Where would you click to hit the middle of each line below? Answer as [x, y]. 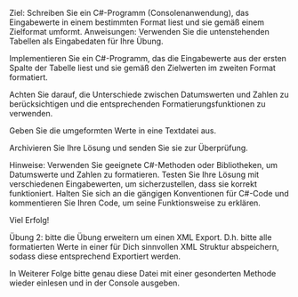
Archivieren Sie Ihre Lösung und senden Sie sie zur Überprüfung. [129, 148]
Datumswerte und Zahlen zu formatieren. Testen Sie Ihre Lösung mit [134, 174]
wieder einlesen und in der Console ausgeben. [95, 283]
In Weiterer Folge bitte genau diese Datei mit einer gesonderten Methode [143, 273]
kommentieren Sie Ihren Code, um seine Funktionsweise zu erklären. [135, 203]
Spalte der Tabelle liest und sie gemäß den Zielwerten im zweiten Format [142, 68]
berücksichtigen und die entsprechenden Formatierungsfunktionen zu [137, 104]
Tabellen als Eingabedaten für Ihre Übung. [86, 41]
